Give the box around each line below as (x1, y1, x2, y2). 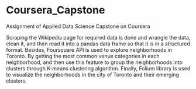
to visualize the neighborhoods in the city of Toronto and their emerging (6, 71, 180, 78)
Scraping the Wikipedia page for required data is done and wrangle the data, (6, 34, 191, 41)
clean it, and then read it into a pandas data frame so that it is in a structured (6, 40, 190, 47)
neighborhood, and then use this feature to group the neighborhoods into (6, 59, 183, 66)
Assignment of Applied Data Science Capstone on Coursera (6, 23, 150, 30)
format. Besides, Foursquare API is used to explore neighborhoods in (6, 46, 173, 53)
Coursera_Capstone (6, 3, 105, 17)
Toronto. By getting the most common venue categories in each (6, 52, 160, 59)
